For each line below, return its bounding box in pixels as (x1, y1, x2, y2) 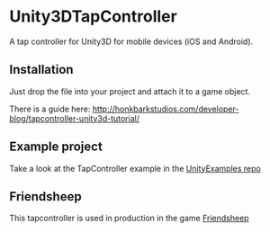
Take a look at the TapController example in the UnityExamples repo (9, 163, 261, 174)
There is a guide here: (9, 103, 91, 114)
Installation (9, 62, 74, 77)
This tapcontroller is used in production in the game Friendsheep (9, 213, 249, 224)
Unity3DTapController (9, 6, 177, 27)
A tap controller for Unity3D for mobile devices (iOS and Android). (9, 36, 254, 47)
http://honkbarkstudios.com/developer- (92, 103, 239, 114)
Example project (9, 139, 103, 155)
